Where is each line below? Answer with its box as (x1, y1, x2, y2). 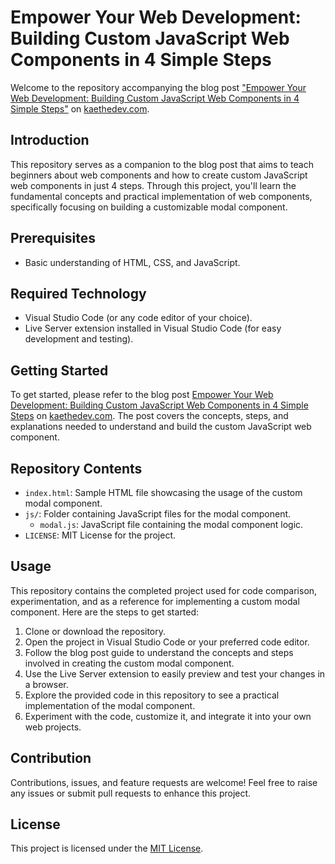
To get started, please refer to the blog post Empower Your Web (10, 389, 274, 401)
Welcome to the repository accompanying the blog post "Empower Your (10, 81, 307, 93)
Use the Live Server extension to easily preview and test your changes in (24, 667, 326, 680)
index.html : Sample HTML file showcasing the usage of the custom (24, 487, 303, 498)
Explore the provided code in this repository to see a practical (24, 689, 280, 701)
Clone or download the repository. (24, 625, 167, 637)
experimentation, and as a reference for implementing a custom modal (10, 595, 300, 607)
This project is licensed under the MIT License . (10, 842, 204, 855)
